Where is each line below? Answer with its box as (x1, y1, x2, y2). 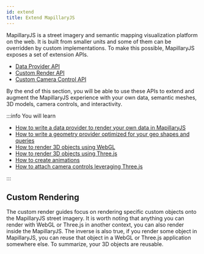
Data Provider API (15, 62, 60, 70)
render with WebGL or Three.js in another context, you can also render (6, 221, 184, 228)
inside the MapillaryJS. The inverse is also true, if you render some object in (6, 228, 197, 235)
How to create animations (15, 156, 80, 163)
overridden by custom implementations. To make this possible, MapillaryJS (6, 44, 195, 52)
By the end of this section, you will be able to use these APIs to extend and (6, 87, 194, 94)
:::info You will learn (6, 112, 56, 119)
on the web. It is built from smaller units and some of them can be (6, 38, 172, 45)
